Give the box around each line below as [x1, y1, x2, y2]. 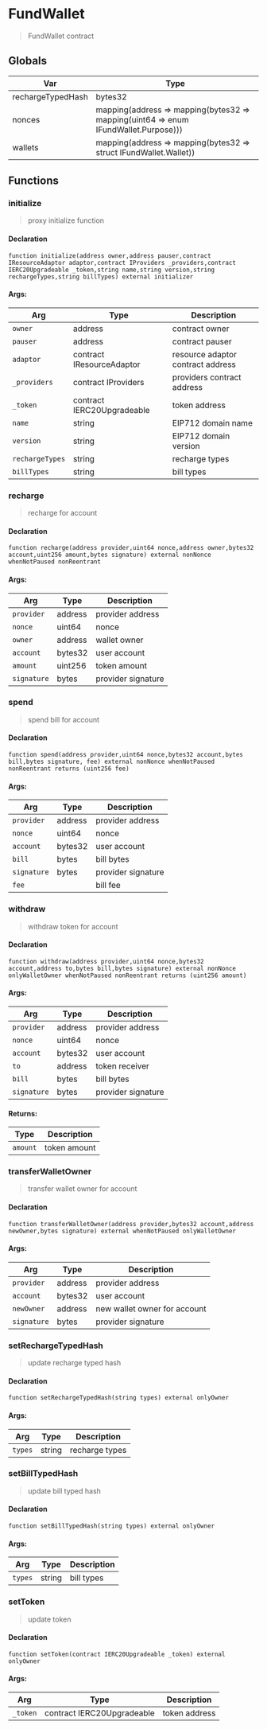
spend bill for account [27, 715, 100, 724]
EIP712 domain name [172, 417, 253, 428]
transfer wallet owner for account [27, 1184, 137, 1194]
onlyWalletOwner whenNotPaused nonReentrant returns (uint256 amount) [8, 972, 247, 979]
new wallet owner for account [95, 1303, 207, 1314]
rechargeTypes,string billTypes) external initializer [8, 272, 194, 281]
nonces [12, 114, 41, 125]
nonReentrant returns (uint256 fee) [8, 765, 130, 773]
